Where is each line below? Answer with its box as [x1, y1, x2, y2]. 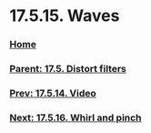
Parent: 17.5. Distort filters [9, 63, 127, 76]
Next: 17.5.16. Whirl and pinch [9, 111, 143, 124]
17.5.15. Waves [9, 5, 120, 26]
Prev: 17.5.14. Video [9, 87, 97, 99]
